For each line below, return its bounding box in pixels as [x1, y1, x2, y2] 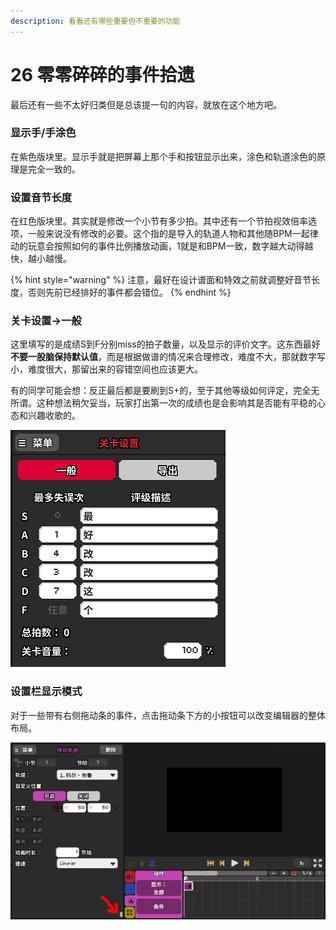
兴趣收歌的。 [27, 410, 81, 422]
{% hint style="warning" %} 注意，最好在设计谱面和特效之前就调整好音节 [10, 274, 312, 286]
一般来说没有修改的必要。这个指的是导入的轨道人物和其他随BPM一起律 [27, 228, 319, 240]
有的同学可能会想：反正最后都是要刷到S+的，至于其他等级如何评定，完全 [10, 385, 312, 397]
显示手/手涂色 [10, 126, 77, 140]
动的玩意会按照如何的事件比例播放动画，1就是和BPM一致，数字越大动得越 [10, 240, 314, 252]
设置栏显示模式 [10, 685, 83, 699]
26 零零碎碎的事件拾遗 [10, 63, 195, 86]
